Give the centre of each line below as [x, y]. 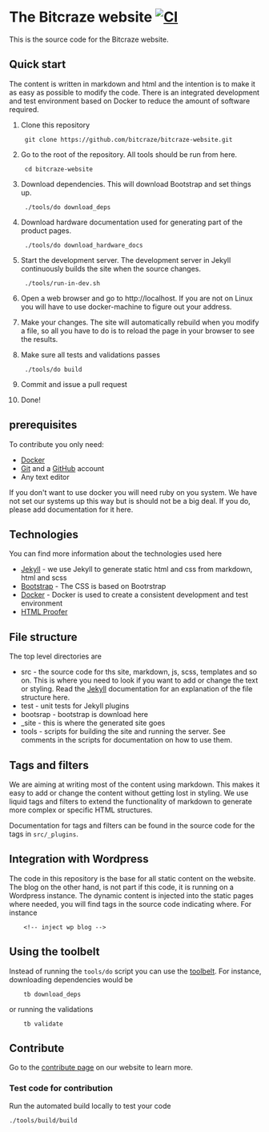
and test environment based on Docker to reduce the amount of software [130, 101]
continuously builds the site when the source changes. [110, 268]
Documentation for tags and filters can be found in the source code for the [132, 826]
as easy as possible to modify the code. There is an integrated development [134, 92]
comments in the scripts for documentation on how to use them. [126, 740]
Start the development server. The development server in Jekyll [126, 260]
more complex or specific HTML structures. [81, 810]
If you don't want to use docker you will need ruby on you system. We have [133, 492]
